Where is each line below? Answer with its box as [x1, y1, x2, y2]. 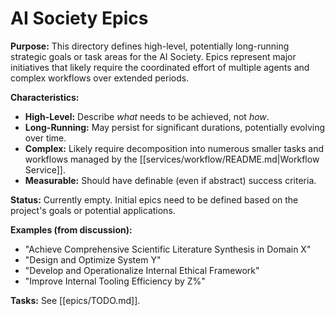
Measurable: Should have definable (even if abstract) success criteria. [24, 174, 317, 186]
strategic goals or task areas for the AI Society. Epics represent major [10, 50, 297, 62]
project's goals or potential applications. [10, 204, 176, 216]
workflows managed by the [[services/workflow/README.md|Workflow [24, 153, 320, 165]
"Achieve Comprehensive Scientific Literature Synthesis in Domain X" [24, 243, 312, 255]
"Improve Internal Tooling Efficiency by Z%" [24, 275, 206, 287]
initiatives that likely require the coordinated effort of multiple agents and [10, 61, 310, 73]
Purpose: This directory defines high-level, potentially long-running [10, 40, 290, 52]
